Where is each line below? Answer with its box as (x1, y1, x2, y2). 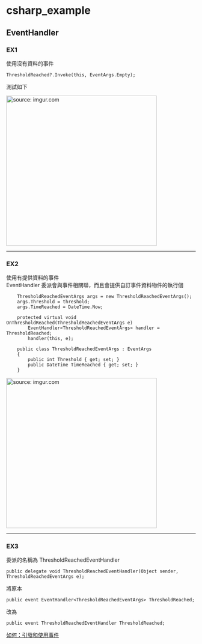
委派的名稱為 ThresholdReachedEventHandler (6, 556, 120, 563)
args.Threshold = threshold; (17, 299, 90, 305)
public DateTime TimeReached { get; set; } (28, 362, 138, 368)
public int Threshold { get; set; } (28, 357, 120, 363)
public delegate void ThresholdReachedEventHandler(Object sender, (6, 568, 179, 574)
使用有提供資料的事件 (6, 274, 59, 281)
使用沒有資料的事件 (6, 59, 54, 67)
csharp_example (6, 4, 91, 17)
